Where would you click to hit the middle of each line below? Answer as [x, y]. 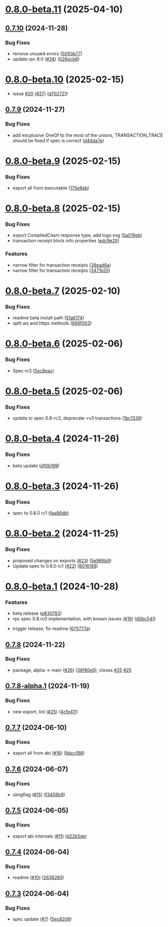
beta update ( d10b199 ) [36, 465]
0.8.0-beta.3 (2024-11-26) [62, 486]
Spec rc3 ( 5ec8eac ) [33, 371]
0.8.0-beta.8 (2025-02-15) [63, 209]
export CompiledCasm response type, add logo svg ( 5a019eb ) [77, 235]
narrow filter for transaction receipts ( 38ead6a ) [62, 265]
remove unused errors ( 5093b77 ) [47, 53]
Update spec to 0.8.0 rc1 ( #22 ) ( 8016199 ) [55, 566]
